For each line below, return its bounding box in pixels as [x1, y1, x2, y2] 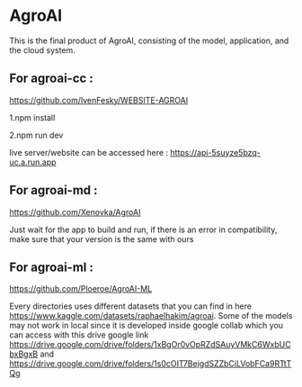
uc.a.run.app [9, 157, 57, 167]
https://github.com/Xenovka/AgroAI [9, 206, 141, 217]
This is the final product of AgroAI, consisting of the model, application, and [9, 35, 289, 46]
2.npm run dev [9, 130, 64, 140]
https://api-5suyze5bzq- [170, 147, 261, 157]
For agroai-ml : [9, 259, 94, 274]
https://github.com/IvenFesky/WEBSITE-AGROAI [9, 94, 189, 105]
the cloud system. [9, 44, 76, 55]
